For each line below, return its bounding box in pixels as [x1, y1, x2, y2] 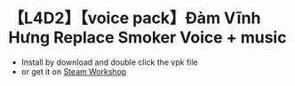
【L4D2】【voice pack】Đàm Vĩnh [8, 8, 261, 28]
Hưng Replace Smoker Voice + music [8, 27, 287, 48]
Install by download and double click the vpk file [20, 57, 198, 67]
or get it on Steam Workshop [20, 66, 127, 76]
